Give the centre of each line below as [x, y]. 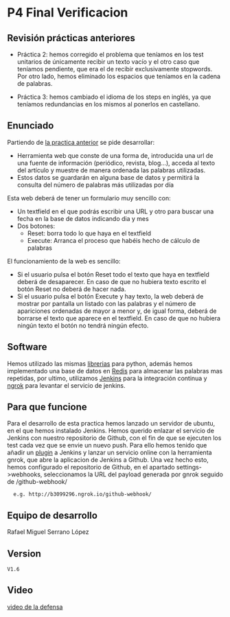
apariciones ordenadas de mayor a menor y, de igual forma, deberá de [117, 311]
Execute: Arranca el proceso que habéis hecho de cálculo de [114, 240]
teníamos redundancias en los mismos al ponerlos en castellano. [108, 104]
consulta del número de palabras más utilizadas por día [95, 185]
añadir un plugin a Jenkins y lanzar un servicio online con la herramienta [110, 453]
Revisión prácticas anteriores [71, 38]
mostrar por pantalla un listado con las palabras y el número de [106, 303]
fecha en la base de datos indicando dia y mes [83, 218]
